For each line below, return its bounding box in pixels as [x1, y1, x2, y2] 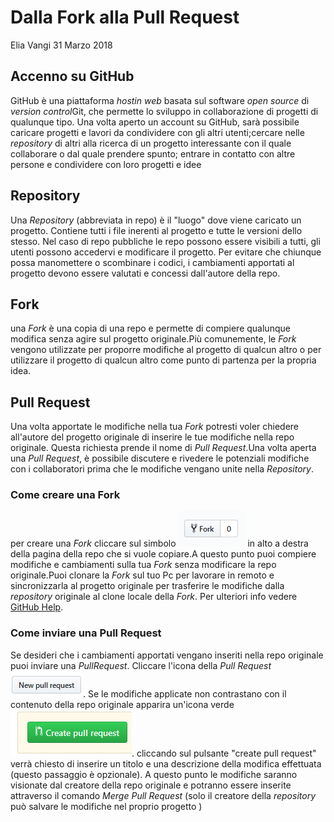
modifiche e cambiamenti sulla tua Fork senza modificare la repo [10, 559, 277, 571]
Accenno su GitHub [10, 68, 135, 85]
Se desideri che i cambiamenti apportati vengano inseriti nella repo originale [10, 649, 324, 661]
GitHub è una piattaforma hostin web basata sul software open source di [10, 94, 310, 106]
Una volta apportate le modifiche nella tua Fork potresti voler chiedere [10, 421, 300, 433]
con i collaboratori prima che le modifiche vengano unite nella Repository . [10, 463, 314, 475]
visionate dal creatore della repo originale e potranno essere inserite [10, 779, 292, 791]
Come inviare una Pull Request [10, 626, 162, 640]
